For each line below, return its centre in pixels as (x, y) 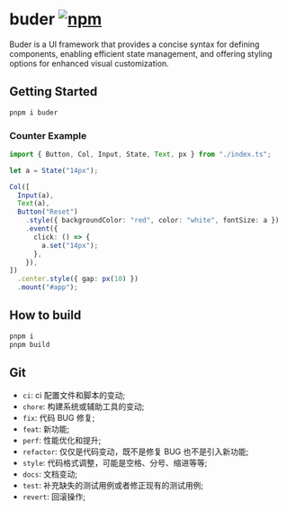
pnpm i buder (34, 113)
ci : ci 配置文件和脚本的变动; (74, 396)
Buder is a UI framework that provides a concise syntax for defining (135, 44)
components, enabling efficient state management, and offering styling (141, 53)
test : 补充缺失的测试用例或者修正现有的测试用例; (113, 486)
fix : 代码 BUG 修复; (58, 418)
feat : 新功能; (46, 429)
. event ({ (42, 229)
